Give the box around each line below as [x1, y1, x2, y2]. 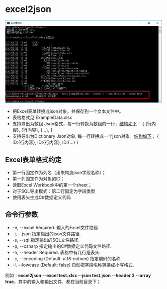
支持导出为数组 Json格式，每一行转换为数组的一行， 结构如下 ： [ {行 [12, 121, 152, 127]
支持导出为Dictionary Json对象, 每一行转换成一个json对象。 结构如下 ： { [12, 133, 159, 139]
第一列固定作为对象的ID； [12, 176, 65, 182]
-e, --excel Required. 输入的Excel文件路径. [12, 224, 99, 230]
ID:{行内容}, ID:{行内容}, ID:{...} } [12, 139, 79, 145]
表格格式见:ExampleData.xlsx [12, 114, 72, 120]
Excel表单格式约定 [5, 155, 62, 164]
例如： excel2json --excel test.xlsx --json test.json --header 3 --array [5, 272, 151, 278]
